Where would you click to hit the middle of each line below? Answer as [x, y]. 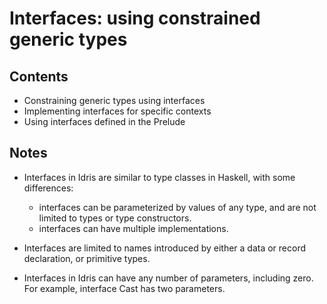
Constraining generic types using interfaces [114, 100]
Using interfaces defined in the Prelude [104, 121]
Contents [39, 76]
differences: [48, 188]
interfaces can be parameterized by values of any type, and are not [177, 207]
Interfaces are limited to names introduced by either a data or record [165, 248]
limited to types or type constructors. [115, 218]
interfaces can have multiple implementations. [133, 228]
